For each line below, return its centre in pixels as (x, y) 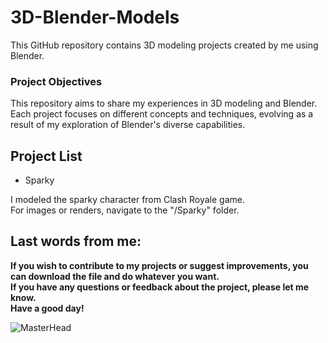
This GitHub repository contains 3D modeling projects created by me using (164, 45)
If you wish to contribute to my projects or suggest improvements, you (159, 265)
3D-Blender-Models (95, 17)
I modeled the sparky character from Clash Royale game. (128, 200)
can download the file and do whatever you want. (115, 276)
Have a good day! (47, 308)
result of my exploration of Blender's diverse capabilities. (128, 125)
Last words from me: (76, 241)
